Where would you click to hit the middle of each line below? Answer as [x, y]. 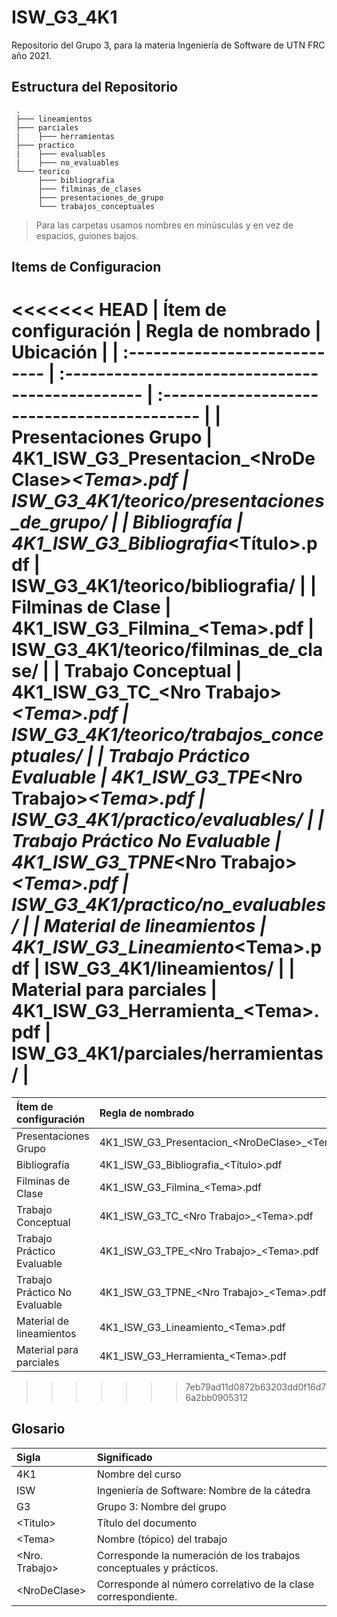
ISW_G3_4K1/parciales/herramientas [167, 1053]
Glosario [38, 1429]
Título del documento [147, 1523]
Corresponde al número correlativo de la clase [205, 1584]
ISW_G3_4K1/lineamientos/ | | [170, 968]
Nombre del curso [139, 1474]
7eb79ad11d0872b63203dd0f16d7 [256, 1387]
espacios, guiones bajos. [87, 235]
